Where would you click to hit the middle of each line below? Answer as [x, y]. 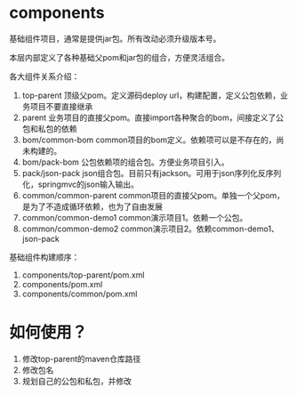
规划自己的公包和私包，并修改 [76, 381]
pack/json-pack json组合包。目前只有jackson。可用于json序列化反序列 [152, 173]
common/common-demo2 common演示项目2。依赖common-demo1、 [151, 229]
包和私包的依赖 [49, 128]
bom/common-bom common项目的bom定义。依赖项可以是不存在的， [149, 140]
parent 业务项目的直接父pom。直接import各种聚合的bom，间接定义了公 [153, 117]
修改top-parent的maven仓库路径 [81, 359]
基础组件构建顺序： [44, 257]
